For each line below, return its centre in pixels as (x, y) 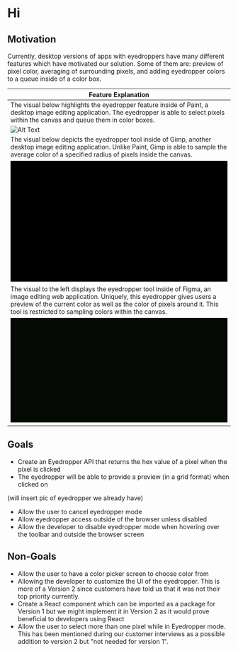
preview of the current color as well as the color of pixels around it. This (114, 304)
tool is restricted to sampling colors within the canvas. (89, 312)
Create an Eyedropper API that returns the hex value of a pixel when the (123, 461)
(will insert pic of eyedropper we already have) (75, 498)
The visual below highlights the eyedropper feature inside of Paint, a (109, 105)
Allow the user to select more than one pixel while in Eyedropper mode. (121, 626)
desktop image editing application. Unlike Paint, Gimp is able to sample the (119, 147)
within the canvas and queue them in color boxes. (83, 120)
